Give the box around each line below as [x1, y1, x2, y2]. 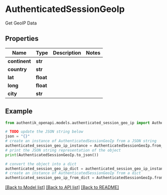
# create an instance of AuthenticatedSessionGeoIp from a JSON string [5, 139, 157, 144]
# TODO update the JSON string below [5, 129, 83, 134]
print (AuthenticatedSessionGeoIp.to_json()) [5, 152, 99, 158]
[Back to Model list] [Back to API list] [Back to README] [5, 185, 119, 191]
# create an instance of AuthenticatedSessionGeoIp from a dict [5, 171, 141, 176]
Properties [5, 34, 39, 43]
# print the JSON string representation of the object [5, 148, 121, 153]
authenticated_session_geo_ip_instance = [5, 143, 92, 148]
